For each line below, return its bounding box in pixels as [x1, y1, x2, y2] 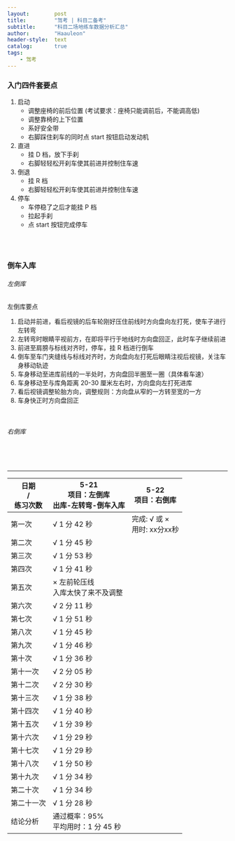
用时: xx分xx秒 [131, 525, 180, 534]
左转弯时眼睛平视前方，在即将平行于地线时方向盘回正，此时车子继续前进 [17, 335, 226, 344]
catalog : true [7, 43, 68, 50]
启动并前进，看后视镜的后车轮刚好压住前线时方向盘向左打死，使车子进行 [17, 317, 226, 326]
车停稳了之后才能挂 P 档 [27, 203, 97, 211]
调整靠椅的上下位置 [27, 115, 84, 123]
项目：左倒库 [67, 490, 111, 500]
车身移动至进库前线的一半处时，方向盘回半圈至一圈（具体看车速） [17, 370, 208, 379]
